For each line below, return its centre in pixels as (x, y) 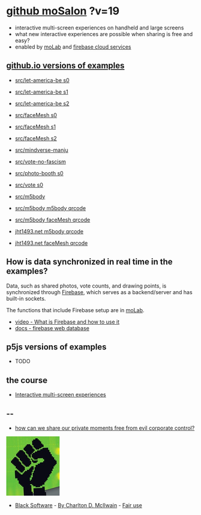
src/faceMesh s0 (36, 115)
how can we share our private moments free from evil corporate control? (105, 428)
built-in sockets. (26, 298)
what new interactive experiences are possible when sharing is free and (104, 34)
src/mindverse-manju (41, 150)
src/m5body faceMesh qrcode (52, 220)
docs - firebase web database (52, 328)
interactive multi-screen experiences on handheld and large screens (99, 28)
